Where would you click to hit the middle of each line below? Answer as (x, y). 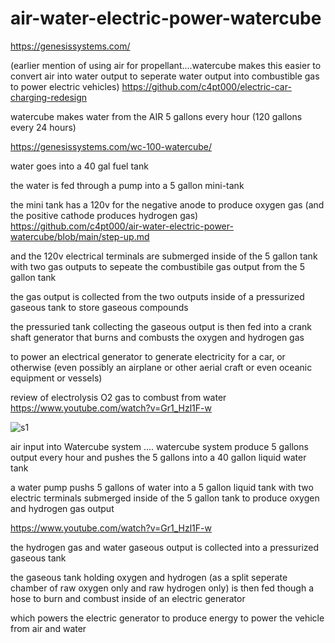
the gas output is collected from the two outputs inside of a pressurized (157, 296)
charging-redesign (49, 97)
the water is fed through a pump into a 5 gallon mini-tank (127, 185)
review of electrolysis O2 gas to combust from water (118, 397)
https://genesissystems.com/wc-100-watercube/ (111, 146)
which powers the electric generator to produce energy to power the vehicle (167, 618)
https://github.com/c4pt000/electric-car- (206, 86)
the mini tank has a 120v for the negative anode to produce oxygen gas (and (167, 204)
